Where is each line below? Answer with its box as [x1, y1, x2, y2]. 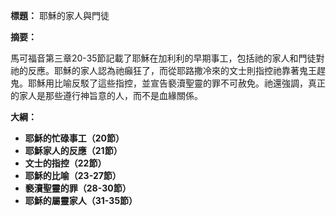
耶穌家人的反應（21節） [24, 145, 123, 156]
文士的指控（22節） [24, 157, 107, 169]
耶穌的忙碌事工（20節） [24, 132, 125, 144]
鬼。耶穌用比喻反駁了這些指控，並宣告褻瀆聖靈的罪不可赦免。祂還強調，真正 [10, 77, 326, 89]
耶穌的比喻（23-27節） [24, 170, 122, 181]
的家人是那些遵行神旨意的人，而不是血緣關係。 [10, 90, 203, 101]
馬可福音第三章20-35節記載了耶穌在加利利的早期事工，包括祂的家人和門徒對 [10, 52, 325, 64]
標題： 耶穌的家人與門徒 [10, 10, 110, 21]
